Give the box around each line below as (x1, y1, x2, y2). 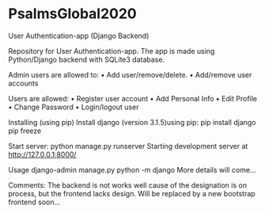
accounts (8, 78, 39, 88)
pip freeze (8, 126, 42, 135)
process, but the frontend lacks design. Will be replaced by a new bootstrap (8, 188, 256, 198)
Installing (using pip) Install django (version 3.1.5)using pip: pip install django (8, 117, 256, 127)
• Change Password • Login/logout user (8, 102, 139, 112)
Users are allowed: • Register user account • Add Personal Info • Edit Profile (8, 93, 258, 103)
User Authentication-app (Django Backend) (8, 31, 150, 40)
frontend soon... (8, 197, 61, 207)
